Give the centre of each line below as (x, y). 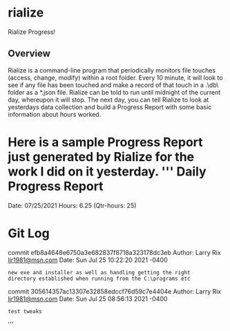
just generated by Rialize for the (101, 157)
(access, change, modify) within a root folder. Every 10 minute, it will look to (115, 77)
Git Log (29, 233)
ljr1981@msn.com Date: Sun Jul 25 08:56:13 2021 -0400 (88, 299)
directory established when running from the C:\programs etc (99, 278)
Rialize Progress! (32, 32)
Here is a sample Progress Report (105, 142)
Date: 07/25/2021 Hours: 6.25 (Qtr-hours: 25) (72, 205)
